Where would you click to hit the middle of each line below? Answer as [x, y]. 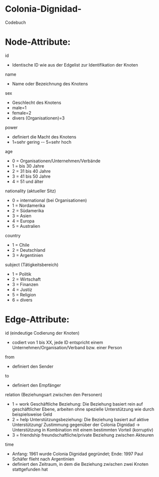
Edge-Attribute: [37, 320]
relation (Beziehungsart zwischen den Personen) [54, 394]
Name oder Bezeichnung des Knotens [50, 84]
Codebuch [16, 22]
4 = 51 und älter [28, 181]
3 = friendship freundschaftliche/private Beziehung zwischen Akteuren [83, 435]
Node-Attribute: [38, 42]
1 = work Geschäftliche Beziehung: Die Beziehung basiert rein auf [77, 404]
